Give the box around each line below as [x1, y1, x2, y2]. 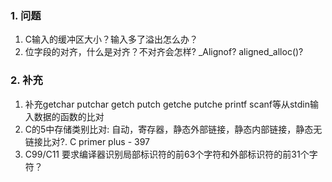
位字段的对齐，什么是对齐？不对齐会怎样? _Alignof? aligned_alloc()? [24, 46, 304, 58]
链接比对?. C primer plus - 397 [24, 135, 151, 147]
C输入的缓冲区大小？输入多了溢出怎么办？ [24, 33, 199, 46]
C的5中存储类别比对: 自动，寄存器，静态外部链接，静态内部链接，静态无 [24, 123, 323, 135]
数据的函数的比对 [33, 110, 105, 122]
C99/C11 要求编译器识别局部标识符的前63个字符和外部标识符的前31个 [24, 148, 310, 160]
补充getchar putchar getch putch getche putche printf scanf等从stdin [24, 98, 311, 110]
